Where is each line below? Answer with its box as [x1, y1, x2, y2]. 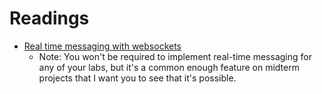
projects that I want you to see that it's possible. [38, 72, 237, 84]
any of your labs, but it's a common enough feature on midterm [38, 61, 300, 73]
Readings [9, 7, 90, 30]
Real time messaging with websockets [23, 40, 182, 52]
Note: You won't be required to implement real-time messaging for [38, 50, 312, 62]
